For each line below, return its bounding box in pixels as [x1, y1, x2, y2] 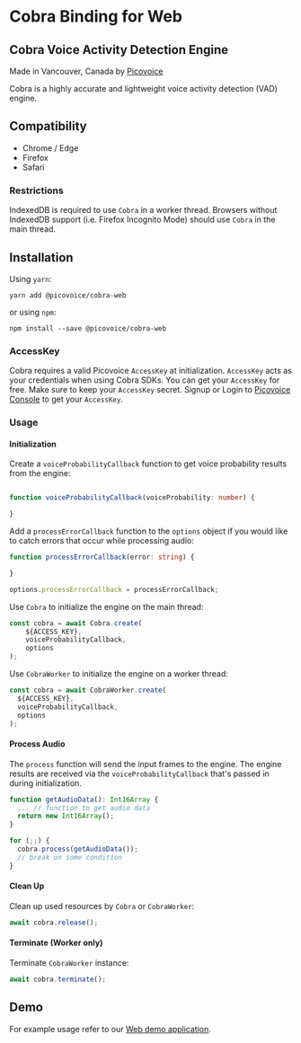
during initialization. [9, 777, 83, 788]
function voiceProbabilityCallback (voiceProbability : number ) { [9, 493, 255, 502]
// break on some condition [17, 853, 123, 862]
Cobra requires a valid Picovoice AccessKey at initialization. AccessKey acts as [9, 366, 292, 376]
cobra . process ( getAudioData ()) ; [17, 844, 139, 854]
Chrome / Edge [22, 142, 79, 154]
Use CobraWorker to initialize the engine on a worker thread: [9, 668, 229, 679]
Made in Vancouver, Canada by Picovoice [9, 66, 164, 76]
